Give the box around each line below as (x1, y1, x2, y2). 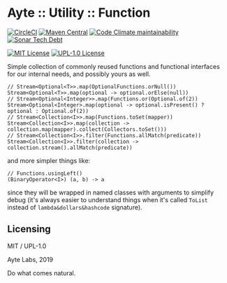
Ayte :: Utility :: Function (7, 5, 151, 21)
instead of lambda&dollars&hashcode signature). (7, 203, 142, 211)
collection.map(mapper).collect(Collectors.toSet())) (7, 125, 168, 133)
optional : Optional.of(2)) (7, 107, 89, 114)
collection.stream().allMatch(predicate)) (7, 144, 133, 151)
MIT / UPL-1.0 (7, 242, 47, 250)
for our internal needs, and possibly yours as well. (7, 70, 151, 78)
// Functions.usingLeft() (7, 169, 82, 177)
